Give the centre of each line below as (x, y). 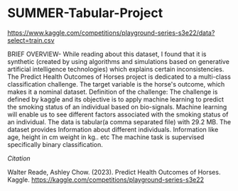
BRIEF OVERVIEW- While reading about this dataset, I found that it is (107, 54)
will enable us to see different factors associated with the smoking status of (118, 114)
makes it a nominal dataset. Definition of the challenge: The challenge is (113, 92)
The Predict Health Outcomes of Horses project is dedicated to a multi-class (119, 77)
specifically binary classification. (55, 144)
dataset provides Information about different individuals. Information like (113, 129)
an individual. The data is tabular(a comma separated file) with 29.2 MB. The (119, 121)
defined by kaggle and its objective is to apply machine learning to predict (116, 99)
